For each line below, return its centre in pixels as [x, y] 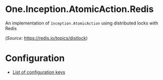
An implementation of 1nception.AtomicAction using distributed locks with [82, 23]
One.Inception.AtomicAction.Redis [79, 9]
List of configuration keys [39, 72]
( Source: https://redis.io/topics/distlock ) [46, 38]
